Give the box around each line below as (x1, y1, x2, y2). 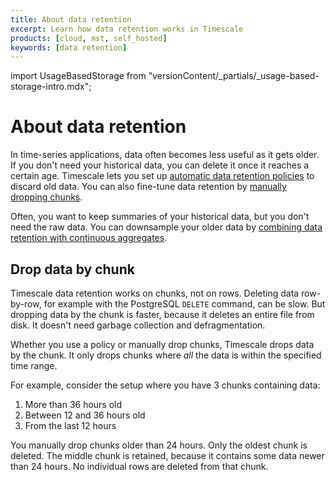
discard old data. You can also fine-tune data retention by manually (10, 181, 287, 193)
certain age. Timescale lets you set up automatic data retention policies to (10, 170, 315, 182)
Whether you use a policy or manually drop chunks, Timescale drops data (10, 339, 315, 350)
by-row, (10, 298, 42, 310)
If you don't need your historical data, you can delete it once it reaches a (10, 159, 310, 171)
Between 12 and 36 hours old (24, 409, 146, 421)
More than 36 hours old (24, 399, 123, 410)
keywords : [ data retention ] (10, 42, 128, 53)
